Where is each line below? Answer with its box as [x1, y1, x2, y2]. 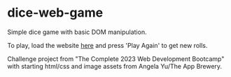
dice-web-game [7, 5, 104, 21]
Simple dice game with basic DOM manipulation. [7, 28, 147, 36]
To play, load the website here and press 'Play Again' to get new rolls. [7, 41, 208, 49]
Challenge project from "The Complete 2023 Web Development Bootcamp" [7, 54, 225, 63]
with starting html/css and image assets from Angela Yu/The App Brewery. [7, 62, 223, 70]
